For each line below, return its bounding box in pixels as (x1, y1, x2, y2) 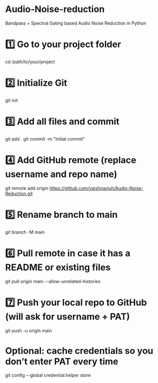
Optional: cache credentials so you (5, 345, 153, 356)
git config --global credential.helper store (5, 372, 91, 378)
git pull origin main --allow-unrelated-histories (5, 278, 101, 284)
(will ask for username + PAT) (5, 311, 130, 322)
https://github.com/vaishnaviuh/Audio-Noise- (49, 185, 144, 191)
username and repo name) (5, 168, 117, 180)
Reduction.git (5, 190, 33, 196)
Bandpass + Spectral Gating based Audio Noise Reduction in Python (5, 20, 146, 26)
